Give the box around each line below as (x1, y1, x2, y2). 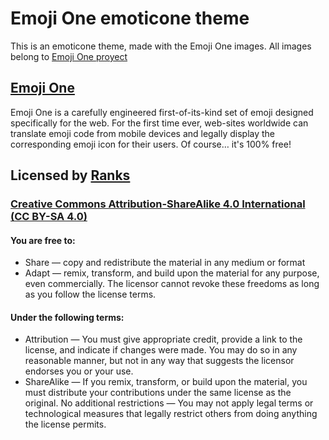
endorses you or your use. (24, 365, 134, 377)
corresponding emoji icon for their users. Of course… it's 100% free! (10, 138, 292, 150)
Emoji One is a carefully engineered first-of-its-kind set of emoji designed (10, 106, 314, 118)
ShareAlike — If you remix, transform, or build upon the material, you (24, 376, 308, 388)
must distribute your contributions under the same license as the (24, 387, 292, 399)
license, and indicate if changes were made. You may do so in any (24, 344, 298, 356)
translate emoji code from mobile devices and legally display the (10, 127, 276, 139)
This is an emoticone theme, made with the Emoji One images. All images (10, 40, 312, 52)
